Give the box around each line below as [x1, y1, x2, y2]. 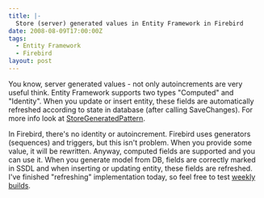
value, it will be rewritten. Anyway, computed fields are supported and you [8, 146, 256, 156]
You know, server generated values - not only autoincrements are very [8, 78, 243, 89]
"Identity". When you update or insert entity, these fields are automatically [8, 96, 254, 106]
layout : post [8, 57, 52, 65]
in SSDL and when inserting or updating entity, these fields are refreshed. [8, 163, 253, 173]
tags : [8, 34, 27, 43]
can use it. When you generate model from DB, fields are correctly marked [8, 154, 256, 164]
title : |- [8, 11, 42, 20]
